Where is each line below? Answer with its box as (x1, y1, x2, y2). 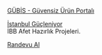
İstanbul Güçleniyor (7, 20, 63, 27)
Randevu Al (7, 41, 40, 48)
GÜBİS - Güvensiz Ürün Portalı (7, 7, 95, 14)
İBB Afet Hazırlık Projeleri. (7, 27, 81, 35)
